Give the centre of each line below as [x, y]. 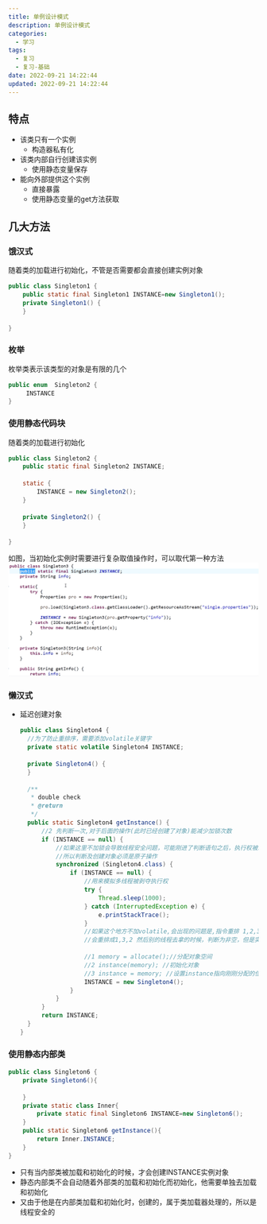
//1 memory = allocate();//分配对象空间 [148, 957]
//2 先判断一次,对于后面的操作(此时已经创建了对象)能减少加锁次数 [136, 831]
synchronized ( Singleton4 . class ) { [114, 865]
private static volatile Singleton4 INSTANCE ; [106, 747]
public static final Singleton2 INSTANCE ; [94, 467]
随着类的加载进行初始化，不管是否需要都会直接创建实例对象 [106, 270]
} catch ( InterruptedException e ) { [145, 906]
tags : [17, 50]
